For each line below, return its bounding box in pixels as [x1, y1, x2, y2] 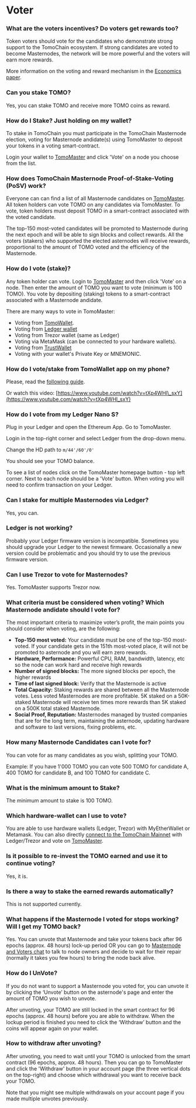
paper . [6, 74, 22, 81]
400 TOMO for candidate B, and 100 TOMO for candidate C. [6, 769, 151, 776]
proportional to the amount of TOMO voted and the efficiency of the [6, 243, 170, 251]
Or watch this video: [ [6, 389, 58, 396]
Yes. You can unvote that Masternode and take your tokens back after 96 [6, 936, 183, 943]
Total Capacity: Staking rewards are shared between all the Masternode [14, 686, 190, 694]
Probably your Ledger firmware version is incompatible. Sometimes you [6, 537, 179, 544]
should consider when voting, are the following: [6, 625, 121, 632]
